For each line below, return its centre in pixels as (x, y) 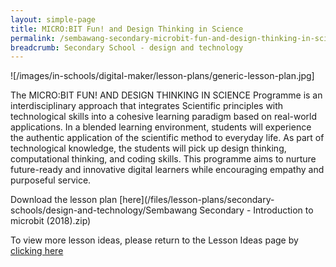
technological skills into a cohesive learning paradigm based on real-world (164, 117)
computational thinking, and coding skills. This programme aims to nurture (163, 159)
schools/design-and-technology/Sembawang (104, 210)
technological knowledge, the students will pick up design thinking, (148, 148)
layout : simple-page (53, 19)
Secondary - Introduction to (256, 210)
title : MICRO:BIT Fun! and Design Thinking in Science (127, 29)
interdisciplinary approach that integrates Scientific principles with (147, 106)
